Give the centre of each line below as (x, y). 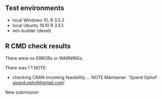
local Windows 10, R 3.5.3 (38, 20)
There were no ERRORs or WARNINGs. (44, 58)
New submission (22, 92)
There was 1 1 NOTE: (26, 68)
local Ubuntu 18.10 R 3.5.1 (38, 25)
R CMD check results (38, 46)
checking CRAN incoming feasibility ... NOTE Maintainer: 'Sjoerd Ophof (84, 77)
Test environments (35, 8)
